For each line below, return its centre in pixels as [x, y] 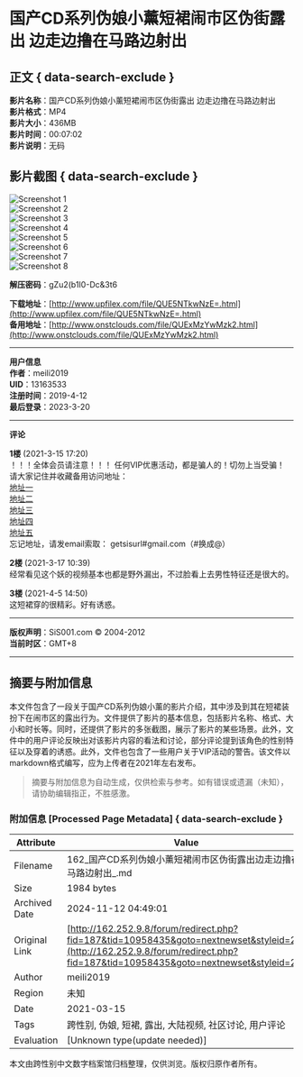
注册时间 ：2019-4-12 [48, 395]
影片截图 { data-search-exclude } [104, 177]
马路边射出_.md [100, 872]
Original [31, 940]
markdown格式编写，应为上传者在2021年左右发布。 [105, 762]
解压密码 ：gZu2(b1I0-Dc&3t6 [64, 284]
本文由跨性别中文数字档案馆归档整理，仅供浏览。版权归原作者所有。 [136, 1063]
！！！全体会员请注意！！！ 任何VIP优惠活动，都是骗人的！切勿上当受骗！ [147, 464]
